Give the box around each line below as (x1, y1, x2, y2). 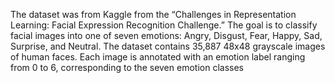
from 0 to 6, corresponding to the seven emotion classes (10, 62, 244, 73)
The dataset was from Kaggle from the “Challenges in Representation (10, 9, 297, 20)
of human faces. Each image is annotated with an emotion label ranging (10, 51, 306, 63)
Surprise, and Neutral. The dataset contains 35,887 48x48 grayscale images (10, 40, 326, 52)
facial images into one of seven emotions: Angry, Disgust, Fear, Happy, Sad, (10, 30, 323, 41)
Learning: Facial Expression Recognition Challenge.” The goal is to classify (10, 19, 318, 31)
